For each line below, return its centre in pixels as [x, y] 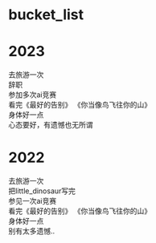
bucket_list [46, 15]
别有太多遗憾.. [32, 231]
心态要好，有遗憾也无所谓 [51, 125]
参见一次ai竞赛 [33, 201]
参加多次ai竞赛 [33, 95]
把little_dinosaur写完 [42, 191]
